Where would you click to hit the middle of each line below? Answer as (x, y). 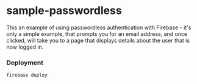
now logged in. (25, 47)
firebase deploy (27, 75)
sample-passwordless (64, 11)
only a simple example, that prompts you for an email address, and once (97, 33)
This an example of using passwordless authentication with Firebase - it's (99, 27)
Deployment (25, 63)
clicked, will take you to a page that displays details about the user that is (98, 40)
